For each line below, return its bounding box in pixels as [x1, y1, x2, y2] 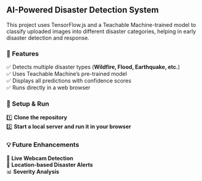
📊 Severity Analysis [6, 168, 59, 175]
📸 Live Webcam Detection [6, 154, 73, 161]
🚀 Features [6, 49, 39, 57]
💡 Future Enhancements [6, 141, 80, 149]
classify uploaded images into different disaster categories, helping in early [6, 28, 196, 35]
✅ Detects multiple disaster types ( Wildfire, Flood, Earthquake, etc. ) [6, 64, 181, 71]
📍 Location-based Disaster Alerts [6, 161, 93, 168]
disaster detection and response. [6, 34, 90, 42]
